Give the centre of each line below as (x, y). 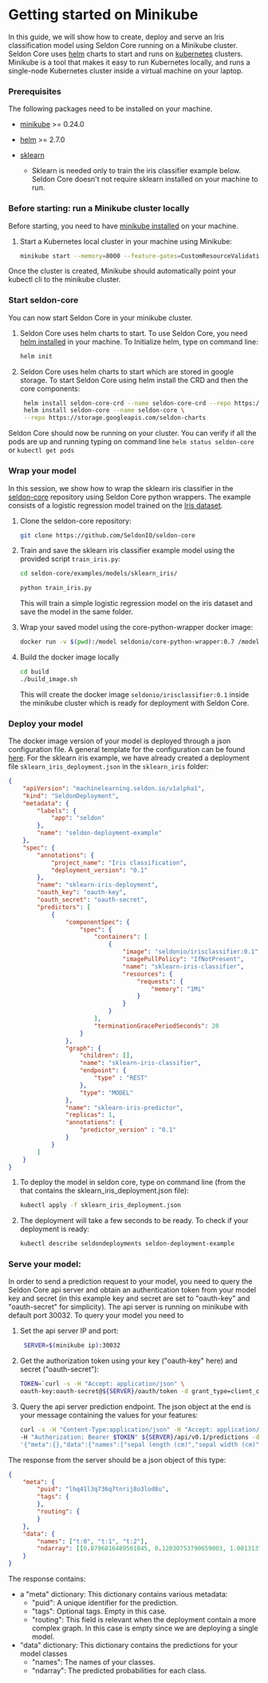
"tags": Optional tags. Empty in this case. (99, 1611)
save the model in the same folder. (77, 612)
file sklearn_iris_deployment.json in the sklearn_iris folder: (108, 766)
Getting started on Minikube (103, 15)
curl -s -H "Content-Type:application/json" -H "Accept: (116, 1430)
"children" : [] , (106, 1055)
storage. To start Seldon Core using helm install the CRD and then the (134, 380)
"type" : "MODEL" (106, 1093)
